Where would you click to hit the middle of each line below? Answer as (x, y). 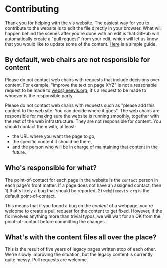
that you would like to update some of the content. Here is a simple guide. (81, 44)
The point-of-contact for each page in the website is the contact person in (82, 180)
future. (19, 152)
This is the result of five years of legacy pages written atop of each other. (81, 249)
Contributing (32, 9)
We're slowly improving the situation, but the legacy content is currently (79, 255)
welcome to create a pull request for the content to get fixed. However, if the (83, 211)
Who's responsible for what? (51, 168)
